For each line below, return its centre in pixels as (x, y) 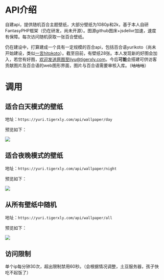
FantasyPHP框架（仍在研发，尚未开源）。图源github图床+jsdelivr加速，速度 (81, 30)
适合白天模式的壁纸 (34, 106)
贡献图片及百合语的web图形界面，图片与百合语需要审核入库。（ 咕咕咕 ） (77, 65)
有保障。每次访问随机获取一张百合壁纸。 (46, 37)
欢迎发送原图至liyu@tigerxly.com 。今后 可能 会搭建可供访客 (98, 59)
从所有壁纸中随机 (31, 205)
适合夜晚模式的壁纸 (34, 156)
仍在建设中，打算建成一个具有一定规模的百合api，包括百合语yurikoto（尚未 (81, 47)
